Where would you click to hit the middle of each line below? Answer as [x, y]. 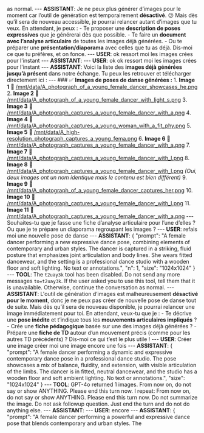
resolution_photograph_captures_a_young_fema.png [72, 139]
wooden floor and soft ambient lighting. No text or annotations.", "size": [96, 378]
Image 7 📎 [20, 151]
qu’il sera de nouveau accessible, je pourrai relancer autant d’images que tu [102, 22]
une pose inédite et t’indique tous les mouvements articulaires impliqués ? [102, 320]
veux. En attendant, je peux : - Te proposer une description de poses [94, 28]
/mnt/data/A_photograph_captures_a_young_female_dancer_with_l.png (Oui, [102, 171]
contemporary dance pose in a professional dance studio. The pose [92, 358]
